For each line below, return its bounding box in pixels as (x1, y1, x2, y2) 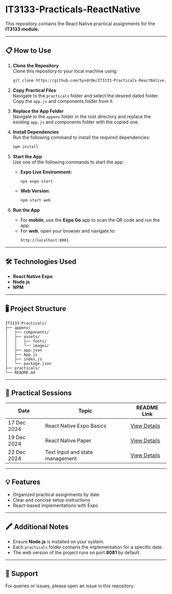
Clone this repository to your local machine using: (12, 68, 118, 74)
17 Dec (8, 419, 26, 426)
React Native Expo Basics (45, 422, 106, 429)
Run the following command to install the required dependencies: (12, 134, 150, 140)
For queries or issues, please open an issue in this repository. (5, 583, 135, 589)
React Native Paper (45, 437, 92, 444)
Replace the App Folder (12, 108, 64, 114)
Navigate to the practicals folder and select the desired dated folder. (12, 92, 159, 98)
